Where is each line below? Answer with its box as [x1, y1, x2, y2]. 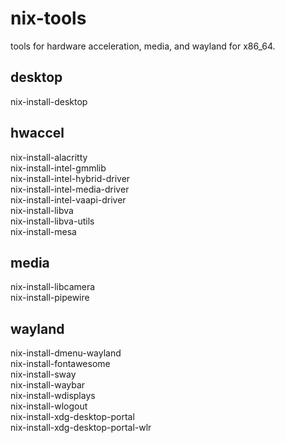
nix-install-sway [10, 368, 77, 381]
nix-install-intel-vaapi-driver [10, 193, 127, 206]
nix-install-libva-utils [10, 215, 95, 227]
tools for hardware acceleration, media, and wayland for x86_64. [10, 40, 276, 52]
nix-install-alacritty [10, 151, 88, 163]
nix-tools [10, 7, 87, 30]
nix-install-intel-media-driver [10, 183, 130, 195]
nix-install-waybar [10, 379, 86, 391]
